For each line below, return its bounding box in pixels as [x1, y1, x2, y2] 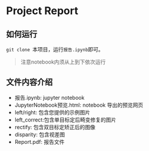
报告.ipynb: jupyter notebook [14, 94, 85, 101]
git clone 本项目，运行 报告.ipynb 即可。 [6, 46, 104, 52]
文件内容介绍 [6, 77, 53, 87]
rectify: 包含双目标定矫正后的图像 [14, 123, 95, 130]
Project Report [6, 4, 78, 18]
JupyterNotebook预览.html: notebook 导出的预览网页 [14, 101, 143, 109]
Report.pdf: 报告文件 [14, 138, 65, 145]
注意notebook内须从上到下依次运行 [20, 58, 106, 65]
